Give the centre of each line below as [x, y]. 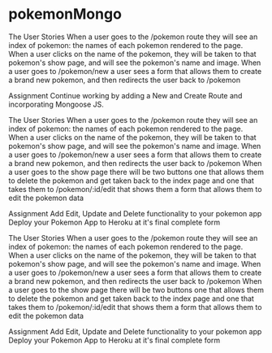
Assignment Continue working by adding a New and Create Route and [125, 95]
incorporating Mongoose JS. [56, 104]
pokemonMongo [65, 14]
